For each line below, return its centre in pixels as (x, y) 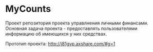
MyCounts (28, 9)
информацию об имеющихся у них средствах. (56, 34)
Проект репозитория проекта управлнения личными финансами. (77, 23)
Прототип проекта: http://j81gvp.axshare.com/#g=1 (60, 43)
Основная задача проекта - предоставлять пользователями (71, 28)
